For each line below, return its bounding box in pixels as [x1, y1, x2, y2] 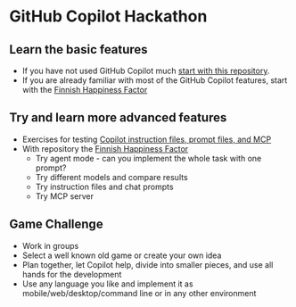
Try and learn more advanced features [9, 110, 227, 126]
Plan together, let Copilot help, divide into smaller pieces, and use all [21, 259, 274, 270]
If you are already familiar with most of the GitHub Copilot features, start [21, 75, 288, 86]
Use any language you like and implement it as [21, 278, 193, 289]
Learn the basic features [9, 42, 149, 57]
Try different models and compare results [35, 171, 189, 182]
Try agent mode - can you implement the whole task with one [35, 153, 262, 163]
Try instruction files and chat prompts [35, 181, 174, 192]
